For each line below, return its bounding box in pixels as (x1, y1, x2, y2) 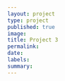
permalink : (7, 43, 40, 50)
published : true (7, 23, 55, 30)
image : (7, 30, 27, 37)
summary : (7, 63, 33, 70)
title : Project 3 (7, 37, 59, 44)
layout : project (7, 10, 55, 18)
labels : (7, 56, 30, 63)
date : (7, 50, 23, 57)
